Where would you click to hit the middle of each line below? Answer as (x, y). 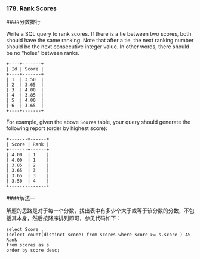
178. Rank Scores (31, 8)
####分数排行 (23, 22)
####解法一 (21, 198)
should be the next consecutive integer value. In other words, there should (98, 47)
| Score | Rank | (28, 144)
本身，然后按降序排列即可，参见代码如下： (69, 218)
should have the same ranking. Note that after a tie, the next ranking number (100, 41)
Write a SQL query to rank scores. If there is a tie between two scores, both (99, 34)
